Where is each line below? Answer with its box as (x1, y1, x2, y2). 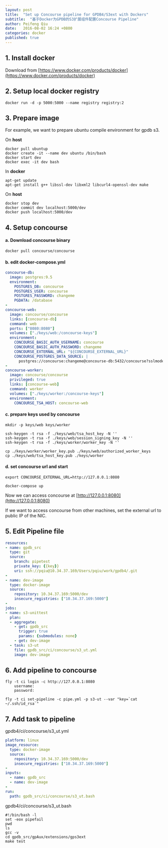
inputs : (5, 770, 21, 775)
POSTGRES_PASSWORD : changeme (14, 294, 75, 299)
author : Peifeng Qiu (5, 21, 48, 27)
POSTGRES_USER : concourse (14, 289, 68, 294)
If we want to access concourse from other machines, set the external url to (5, 507, 161, 513)
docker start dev (5, 155, 41, 160)
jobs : (5, 606, 16, 611)
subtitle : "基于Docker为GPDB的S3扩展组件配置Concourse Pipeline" (5, 17, 139, 22)
